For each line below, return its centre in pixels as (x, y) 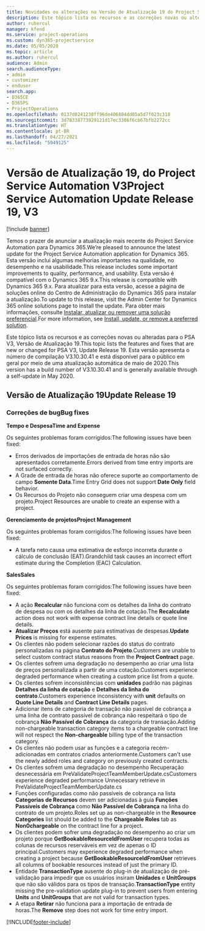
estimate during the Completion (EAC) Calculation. (78, 563)
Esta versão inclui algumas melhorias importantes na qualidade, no (90, 260)
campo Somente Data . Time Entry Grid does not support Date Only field (105, 482)
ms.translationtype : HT (37, 126)
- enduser (19, 86)
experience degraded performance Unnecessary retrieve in (90, 781)
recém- (160, 748)
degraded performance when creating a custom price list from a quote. (105, 677)
